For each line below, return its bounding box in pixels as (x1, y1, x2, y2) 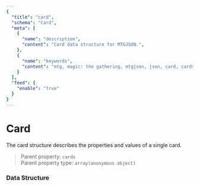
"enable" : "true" (17, 86, 60, 92)
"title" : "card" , (11, 14, 54, 20)
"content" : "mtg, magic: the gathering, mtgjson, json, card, (21, 63, 179, 70)
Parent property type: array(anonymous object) (20, 159, 136, 166)
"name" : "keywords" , (21, 58, 73, 64)
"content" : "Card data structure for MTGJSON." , (21, 42, 145, 48)
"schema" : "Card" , (11, 19, 57, 25)
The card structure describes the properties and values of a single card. (6, 141, 182, 148)
